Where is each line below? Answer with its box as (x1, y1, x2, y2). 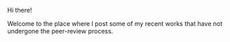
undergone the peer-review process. (7, 27, 114, 35)
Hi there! (7, 6, 32, 14)
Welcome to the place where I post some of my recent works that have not (7, 20, 223, 27)
